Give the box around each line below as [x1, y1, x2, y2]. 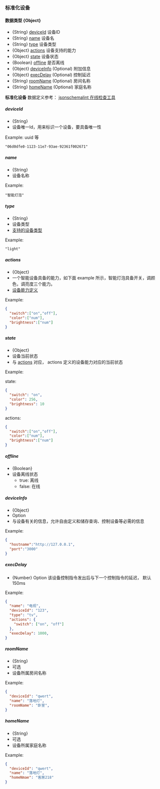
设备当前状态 [12, 353, 38, 359]
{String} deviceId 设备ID [12, 29, 60, 35]
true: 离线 [19, 477, 39, 483]
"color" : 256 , [9, 397, 38, 402]
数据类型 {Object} [5, 17, 41, 23]
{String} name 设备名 [12, 35, 54, 41]
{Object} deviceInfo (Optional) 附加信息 [12, 66, 91, 72]
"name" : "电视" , [9, 603, 41, 609]
